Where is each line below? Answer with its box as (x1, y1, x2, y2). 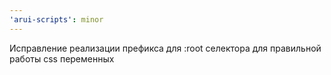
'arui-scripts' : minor (9, 14, 104, 25)
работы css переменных (9, 52, 115, 65)
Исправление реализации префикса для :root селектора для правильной (9, 42, 322, 54)
